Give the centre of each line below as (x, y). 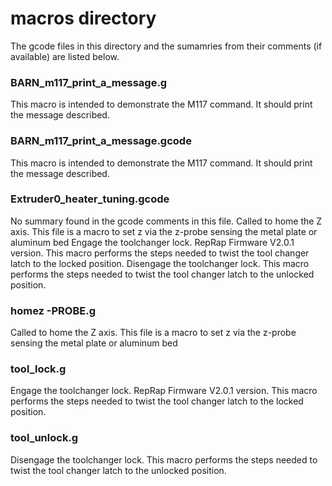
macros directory (83, 18)
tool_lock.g (38, 369)
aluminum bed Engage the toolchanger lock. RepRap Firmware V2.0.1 (152, 242)
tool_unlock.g (44, 438)
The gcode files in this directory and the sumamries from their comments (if (166, 46)
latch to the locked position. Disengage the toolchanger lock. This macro (160, 263)
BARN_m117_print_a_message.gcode (101, 141)
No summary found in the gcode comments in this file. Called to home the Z (166, 221)
